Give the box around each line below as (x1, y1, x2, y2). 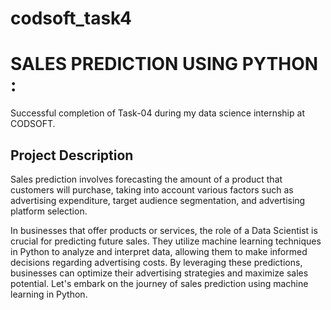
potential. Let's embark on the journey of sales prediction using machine (10, 277, 309, 289)
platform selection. (10, 205, 88, 217)
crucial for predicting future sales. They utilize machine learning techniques (10, 235, 322, 247)
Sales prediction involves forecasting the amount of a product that (10, 173, 283, 185)
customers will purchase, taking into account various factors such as (10, 183, 294, 196)
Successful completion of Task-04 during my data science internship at (10, 107, 305, 119)
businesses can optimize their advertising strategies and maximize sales (10, 267, 309, 279)
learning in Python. (10, 288, 88, 300)
